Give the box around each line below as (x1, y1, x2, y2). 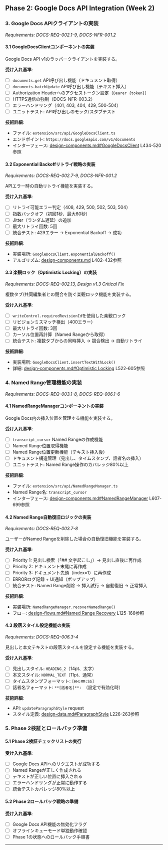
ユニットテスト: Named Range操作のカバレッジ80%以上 (12, 461, 129, 468)
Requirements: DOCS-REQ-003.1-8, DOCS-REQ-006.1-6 (5, 391, 120, 397)
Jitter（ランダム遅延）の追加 (12, 217, 71, 223)
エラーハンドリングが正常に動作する (12, 780, 87, 786)
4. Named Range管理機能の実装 (5, 379, 82, 386)
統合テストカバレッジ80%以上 (12, 786, 75, 792)
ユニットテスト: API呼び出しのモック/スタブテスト (12, 109, 116, 115)
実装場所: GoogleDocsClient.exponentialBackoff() (12, 251, 116, 257)
